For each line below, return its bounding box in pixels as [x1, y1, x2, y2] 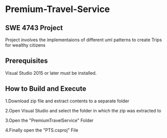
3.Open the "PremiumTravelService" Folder [5, 117, 94, 123]
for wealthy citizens [5, 42, 46, 48]
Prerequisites [5, 57, 48, 65]
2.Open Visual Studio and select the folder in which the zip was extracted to [5, 107, 161, 113]
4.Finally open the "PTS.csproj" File [5, 127, 78, 133]
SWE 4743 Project [5, 24, 63, 32]
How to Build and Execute [5, 84, 86, 93]
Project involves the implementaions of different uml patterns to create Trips [5, 37, 162, 43]
